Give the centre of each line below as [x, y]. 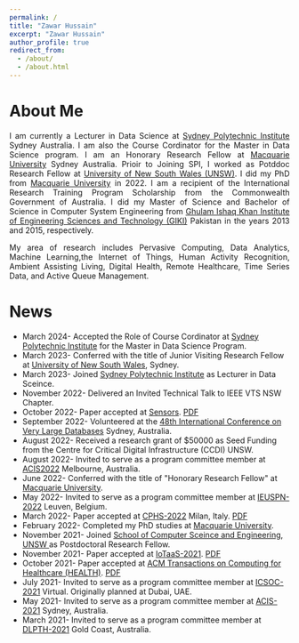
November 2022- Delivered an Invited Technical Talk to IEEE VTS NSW [152, 393]
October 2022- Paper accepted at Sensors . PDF [110, 412]
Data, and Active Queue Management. [79, 276]
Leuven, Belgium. [76, 506]
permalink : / [33, 17]
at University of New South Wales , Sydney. [101, 365]
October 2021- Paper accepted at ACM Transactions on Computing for [152, 563]
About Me [46, 111]
